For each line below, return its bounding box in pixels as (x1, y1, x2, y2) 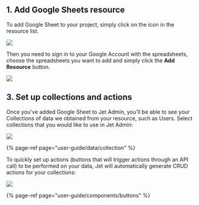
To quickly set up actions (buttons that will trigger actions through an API (6, 155, 189, 163)
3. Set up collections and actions (6, 92, 132, 102)
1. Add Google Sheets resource (6, 5, 126, 15)
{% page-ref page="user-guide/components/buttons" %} (6, 192, 150, 199)
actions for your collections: (6, 169, 76, 176)
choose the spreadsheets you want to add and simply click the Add (6, 57, 175, 64)
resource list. (6, 27, 39, 34)
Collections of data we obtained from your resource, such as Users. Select (6, 114, 193, 122)
